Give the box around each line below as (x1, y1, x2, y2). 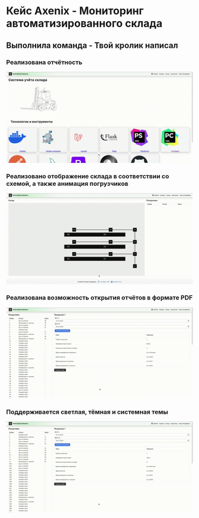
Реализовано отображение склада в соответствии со (6, 172, 169, 180)
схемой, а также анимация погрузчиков (6, 179, 129, 188)
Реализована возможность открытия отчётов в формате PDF (6, 294, 193, 302)
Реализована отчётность (6, 58, 83, 66)
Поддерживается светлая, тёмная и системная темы (6, 407, 169, 416)
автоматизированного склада (6, 17, 163, 30)
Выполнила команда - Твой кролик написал (6, 40, 178, 50)
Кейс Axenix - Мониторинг (6, 4, 144, 18)
